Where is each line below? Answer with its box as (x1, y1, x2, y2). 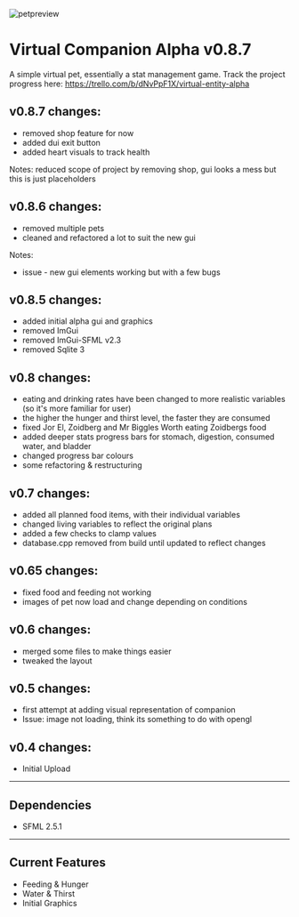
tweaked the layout (21, 655, 93, 666)
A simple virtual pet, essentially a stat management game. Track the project (9, 68, 287, 79)
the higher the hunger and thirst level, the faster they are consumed (21, 413, 271, 423)
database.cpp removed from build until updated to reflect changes (21, 538, 266, 548)
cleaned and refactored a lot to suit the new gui (21, 232, 196, 243)
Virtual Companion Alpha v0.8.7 (9, 40, 252, 60)
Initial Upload (21, 763, 71, 774)
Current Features (9, 855, 107, 871)
